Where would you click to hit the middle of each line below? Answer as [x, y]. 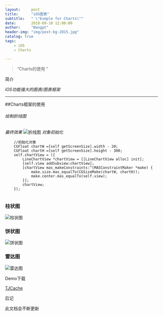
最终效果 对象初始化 [34, 132]
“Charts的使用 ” [33, 69]
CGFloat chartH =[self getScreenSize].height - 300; [68, 151]
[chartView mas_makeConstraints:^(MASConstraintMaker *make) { [88, 168]
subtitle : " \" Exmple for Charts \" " [44, 18]
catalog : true [19, 37]
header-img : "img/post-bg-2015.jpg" [42, 32]
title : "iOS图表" [27, 14]
